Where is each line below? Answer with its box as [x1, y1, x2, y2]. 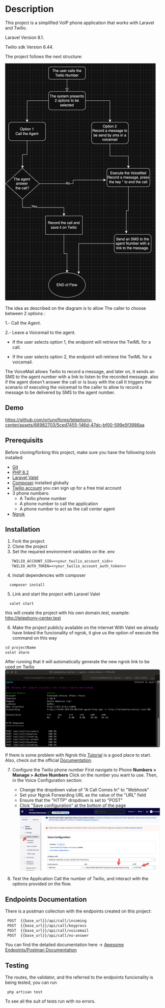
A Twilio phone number [19, 495, 67, 501]
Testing [5, 961, 29, 970]
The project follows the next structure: [5, 53, 82, 59]
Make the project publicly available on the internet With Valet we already [12, 624, 159, 630]
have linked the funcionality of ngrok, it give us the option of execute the [12, 630, 159, 636]
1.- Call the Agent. [5, 320, 42, 326]
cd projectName [5, 645, 36, 650]
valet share [5, 650, 29, 655]
